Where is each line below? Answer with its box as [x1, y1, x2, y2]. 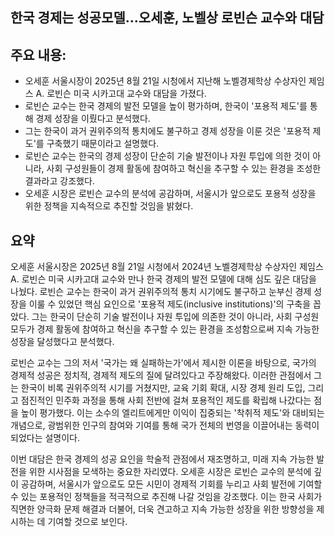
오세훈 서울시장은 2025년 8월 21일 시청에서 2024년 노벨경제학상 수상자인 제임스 [10, 261, 324, 273]
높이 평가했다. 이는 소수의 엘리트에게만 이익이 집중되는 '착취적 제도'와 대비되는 [20, 407, 325, 419]
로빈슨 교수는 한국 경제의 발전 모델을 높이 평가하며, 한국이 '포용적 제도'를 [24, 100, 308, 112]
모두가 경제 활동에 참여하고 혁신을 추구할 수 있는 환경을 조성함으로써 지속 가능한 [10, 323, 320, 335]
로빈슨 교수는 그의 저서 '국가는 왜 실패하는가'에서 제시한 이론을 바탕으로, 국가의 [10, 357, 317, 369]
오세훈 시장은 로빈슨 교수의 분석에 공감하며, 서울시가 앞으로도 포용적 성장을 [24, 188, 317, 200]
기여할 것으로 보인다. [47, 516, 128, 528]
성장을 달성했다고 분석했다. [10, 336, 115, 348]
